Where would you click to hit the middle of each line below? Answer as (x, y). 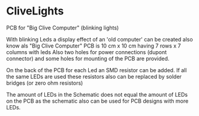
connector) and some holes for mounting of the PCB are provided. (88, 58)
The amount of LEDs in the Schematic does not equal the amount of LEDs (97, 94)
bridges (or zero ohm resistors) (45, 83)
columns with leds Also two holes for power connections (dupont (87, 52)
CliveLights (35, 11)
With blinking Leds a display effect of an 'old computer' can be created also (99, 39)
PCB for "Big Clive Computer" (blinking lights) (63, 28)
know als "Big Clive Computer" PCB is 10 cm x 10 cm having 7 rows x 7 (94, 46)
